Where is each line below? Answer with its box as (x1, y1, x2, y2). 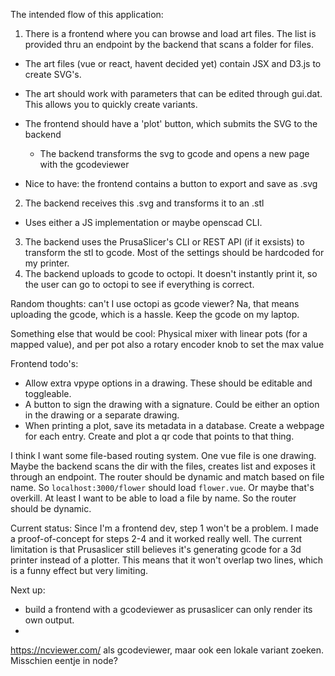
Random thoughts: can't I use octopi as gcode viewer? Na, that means (10, 298, 300, 309)
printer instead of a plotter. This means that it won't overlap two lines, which (10, 554, 324, 566)
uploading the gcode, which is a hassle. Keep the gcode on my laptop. (10, 309, 300, 320)
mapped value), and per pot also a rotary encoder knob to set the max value (10, 339, 325, 350)
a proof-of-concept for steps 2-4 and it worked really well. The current (10, 533, 303, 544)
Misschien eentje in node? (10, 655, 118, 666)
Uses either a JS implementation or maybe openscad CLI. (24, 217, 263, 228)
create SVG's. (24, 69, 82, 80)
